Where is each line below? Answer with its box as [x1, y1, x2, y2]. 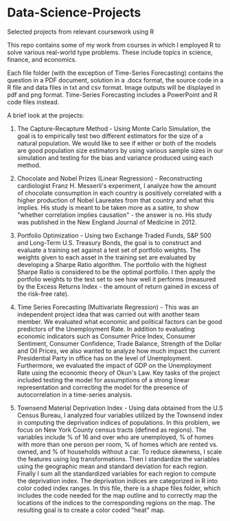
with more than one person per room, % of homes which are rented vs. [16, 440, 218, 448]
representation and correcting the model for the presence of [16, 383, 188, 391]
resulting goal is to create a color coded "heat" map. [16, 506, 166, 514]
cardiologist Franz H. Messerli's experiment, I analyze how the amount [16, 181, 217, 189]
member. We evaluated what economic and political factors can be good [16, 317, 222, 325]
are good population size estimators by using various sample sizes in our [16, 146, 224, 154]
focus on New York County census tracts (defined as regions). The [16, 426, 207, 434]
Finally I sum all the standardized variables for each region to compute [16, 469, 216, 478]
